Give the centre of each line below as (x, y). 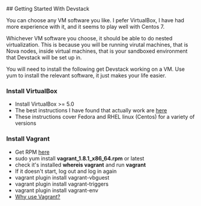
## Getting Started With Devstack (48, 9)
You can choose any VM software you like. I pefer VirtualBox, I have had (95, 20)
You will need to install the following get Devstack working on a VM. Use (95, 69)
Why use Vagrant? (37, 196)
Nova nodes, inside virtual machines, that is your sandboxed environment (97, 51)
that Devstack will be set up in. (44, 57)
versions (25, 123)
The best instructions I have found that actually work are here (91, 111)
